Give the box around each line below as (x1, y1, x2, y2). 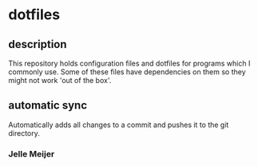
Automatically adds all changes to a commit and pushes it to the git (8, 120, 229, 129)
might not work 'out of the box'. (8, 76, 112, 85)
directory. (8, 128, 40, 137)
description (8, 38, 67, 51)
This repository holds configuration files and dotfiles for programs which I (8, 58, 251, 68)
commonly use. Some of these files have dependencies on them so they (8, 67, 246, 77)
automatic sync (8, 98, 88, 113)
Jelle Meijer (8, 148, 55, 159)
